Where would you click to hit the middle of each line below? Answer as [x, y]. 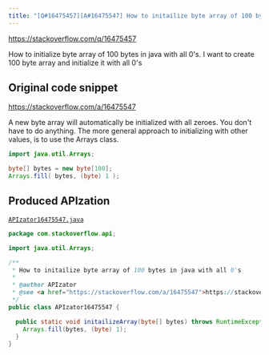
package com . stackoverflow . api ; [62, 233]
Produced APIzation [59, 201]
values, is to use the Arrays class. [64, 139]
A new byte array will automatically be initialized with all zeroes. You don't [130, 123]
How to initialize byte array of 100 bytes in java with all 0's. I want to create [131, 54]
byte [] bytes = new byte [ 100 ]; [60, 169]
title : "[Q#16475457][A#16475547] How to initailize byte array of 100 [130, 16]
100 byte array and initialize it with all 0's [75, 63]
